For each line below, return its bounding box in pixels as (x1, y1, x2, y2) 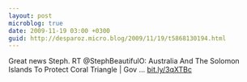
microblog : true (8, 19, 63, 27)
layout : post (8, 11, 53, 20)
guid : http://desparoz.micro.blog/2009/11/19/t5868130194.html (8, 34, 227, 43)
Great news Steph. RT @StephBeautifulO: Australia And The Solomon (8, 56, 241, 66)
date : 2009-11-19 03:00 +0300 (8, 27, 111, 35)
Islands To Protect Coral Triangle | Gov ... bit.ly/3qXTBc (8, 65, 193, 75)
